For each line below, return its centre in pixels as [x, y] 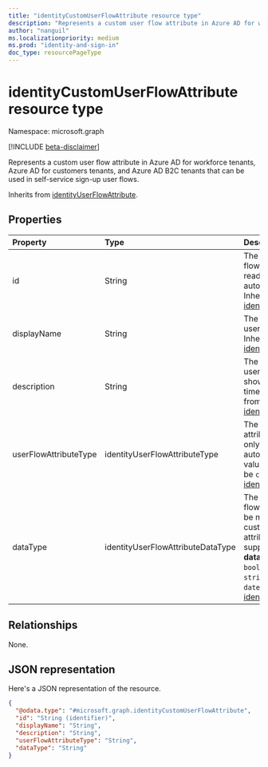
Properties [35, 220]
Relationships [43, 625]
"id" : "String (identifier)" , [65, 718]
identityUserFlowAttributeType [162, 454]
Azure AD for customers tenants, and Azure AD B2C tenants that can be [126, 170]
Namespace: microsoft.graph [56, 131]
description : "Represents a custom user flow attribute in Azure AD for [132, 23]
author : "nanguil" [39, 30]
